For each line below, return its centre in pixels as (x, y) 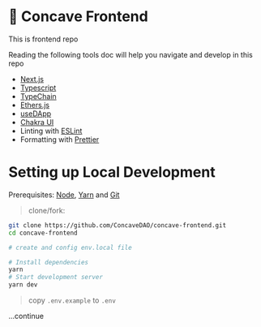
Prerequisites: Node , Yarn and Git (64, 195)
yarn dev (23, 285)
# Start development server (56, 278)
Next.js (32, 79)
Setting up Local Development (112, 172)
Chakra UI (37, 122)
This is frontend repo (43, 39)
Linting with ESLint (51, 131)
